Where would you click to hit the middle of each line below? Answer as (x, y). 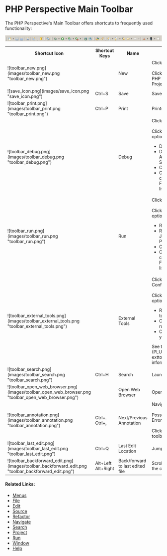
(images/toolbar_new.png (34, 73)
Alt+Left (103, 463)
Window (21, 543)
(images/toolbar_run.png (33, 236)
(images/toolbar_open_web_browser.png (49, 392)
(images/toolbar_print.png (34, 108)
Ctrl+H (102, 374)
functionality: (19, 28)
